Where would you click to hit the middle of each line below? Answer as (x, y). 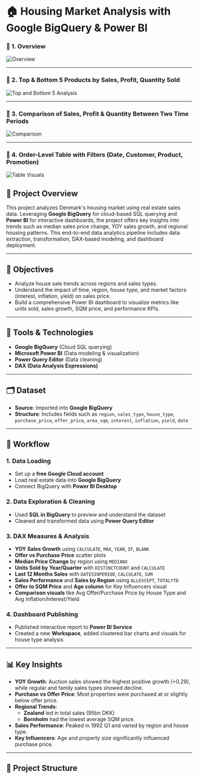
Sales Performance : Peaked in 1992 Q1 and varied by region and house (101, 725)
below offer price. (36, 701)
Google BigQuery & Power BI (77, 28)
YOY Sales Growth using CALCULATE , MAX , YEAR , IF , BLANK (82, 548)
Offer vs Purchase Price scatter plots (60, 555)
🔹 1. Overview (26, 47)
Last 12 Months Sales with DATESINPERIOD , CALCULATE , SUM (84, 574)
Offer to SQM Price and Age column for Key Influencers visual (90, 586)
